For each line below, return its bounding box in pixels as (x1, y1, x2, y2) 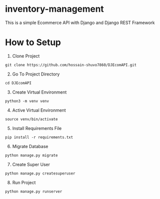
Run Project (12, 179, 36, 185)
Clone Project (12, 53, 40, 59)
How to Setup (5, 37, 61, 48)
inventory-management (5, 3, 104, 15)
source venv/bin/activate (5, 117, 58, 122)
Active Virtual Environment (12, 107, 66, 113)
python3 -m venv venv (5, 99, 49, 103)
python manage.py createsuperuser (5, 171, 76, 176)
